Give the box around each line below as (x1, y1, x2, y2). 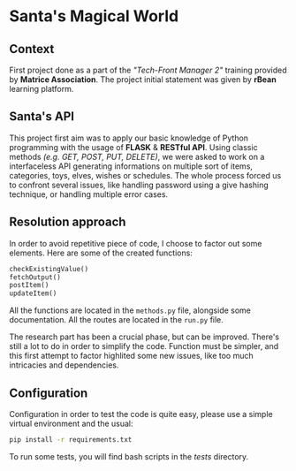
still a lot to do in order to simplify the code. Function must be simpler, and (9, 341, 279, 352)
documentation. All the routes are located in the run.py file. (9, 315, 224, 325)
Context (9, 42, 55, 57)
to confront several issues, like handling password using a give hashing (9, 179, 269, 190)
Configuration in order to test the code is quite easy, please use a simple (9, 408, 273, 419)
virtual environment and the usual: (9, 418, 134, 429)
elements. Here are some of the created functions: (9, 247, 193, 258)
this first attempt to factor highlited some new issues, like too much (9, 351, 254, 361)
